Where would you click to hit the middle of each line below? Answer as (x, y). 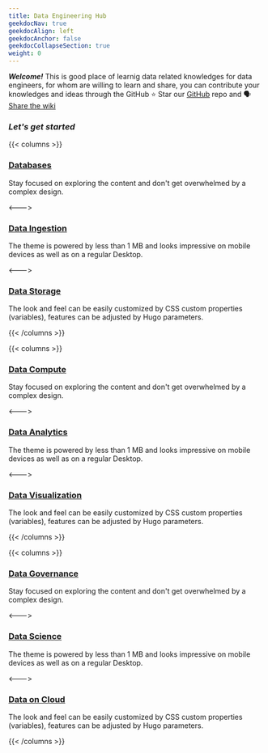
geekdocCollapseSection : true (60, 46)
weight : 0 (25, 53)
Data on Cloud (37, 699)
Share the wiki (32, 106)
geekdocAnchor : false (45, 38)
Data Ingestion (38, 228)
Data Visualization (45, 495)
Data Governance (44, 573)
